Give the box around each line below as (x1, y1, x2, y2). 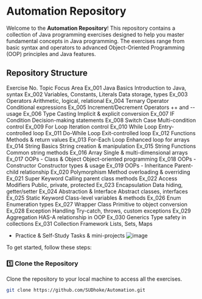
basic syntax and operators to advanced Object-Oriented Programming (6, 44, 185, 51)
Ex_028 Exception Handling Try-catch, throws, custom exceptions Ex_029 (6, 207, 191, 214)
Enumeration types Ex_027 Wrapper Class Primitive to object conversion (6, 200, 187, 208)
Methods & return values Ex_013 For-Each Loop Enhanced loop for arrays (6, 136, 190, 143)
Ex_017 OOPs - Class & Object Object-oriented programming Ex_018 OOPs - (6, 155, 197, 163)
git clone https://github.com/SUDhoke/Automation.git (6, 287, 146, 294)
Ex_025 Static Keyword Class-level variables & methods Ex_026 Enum (6, 194, 181, 202)
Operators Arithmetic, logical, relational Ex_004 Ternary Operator (6, 97, 169, 104)
